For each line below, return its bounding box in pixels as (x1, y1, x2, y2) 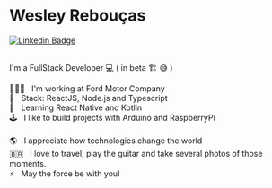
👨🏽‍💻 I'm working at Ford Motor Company (9, 82, 165, 94)
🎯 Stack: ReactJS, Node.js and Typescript (9, 92, 168, 103)
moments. (9, 158, 47, 168)
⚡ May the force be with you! (9, 167, 120, 179)
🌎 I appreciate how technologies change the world (9, 135, 203, 146)
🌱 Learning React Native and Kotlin (9, 102, 143, 113)
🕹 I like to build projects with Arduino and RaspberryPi (9, 112, 215, 123)
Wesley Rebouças (9, 5, 146, 26)
